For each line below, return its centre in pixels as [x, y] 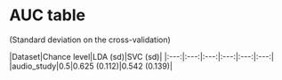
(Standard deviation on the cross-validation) [90, 40]
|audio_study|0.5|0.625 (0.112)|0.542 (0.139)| [91, 66]
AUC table [48, 15]
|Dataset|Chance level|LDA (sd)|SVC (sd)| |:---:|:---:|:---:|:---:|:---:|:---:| [141, 56]
